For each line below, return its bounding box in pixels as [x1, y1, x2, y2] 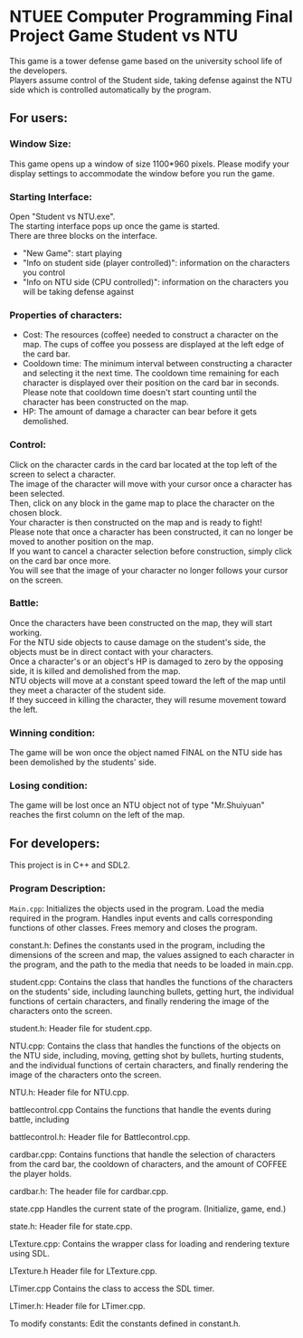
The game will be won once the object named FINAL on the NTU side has [9, 747, 283, 758]
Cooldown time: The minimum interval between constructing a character [22, 358, 293, 369]
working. [9, 627, 43, 638]
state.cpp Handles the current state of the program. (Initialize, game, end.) [9, 1203, 287, 1214]
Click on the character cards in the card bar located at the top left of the [9, 459, 278, 470]
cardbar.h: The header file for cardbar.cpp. [9, 1185, 169, 1196]
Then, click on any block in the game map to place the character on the [9, 498, 275, 508]
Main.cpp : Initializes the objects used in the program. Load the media [9, 903, 265, 914]
